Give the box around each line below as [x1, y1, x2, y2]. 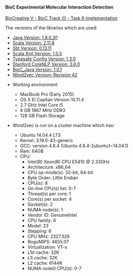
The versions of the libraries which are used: [5, 25, 98, 31]
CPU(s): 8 [27, 180, 48, 186]
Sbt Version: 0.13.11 [12, 45, 52, 51]
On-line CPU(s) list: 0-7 [27, 186, 76, 192]
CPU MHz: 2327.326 [27, 233, 70, 239]
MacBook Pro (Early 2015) [20, 91, 74, 97]
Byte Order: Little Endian [27, 175, 78, 181]
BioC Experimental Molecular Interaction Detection [5, 4, 114, 10]
